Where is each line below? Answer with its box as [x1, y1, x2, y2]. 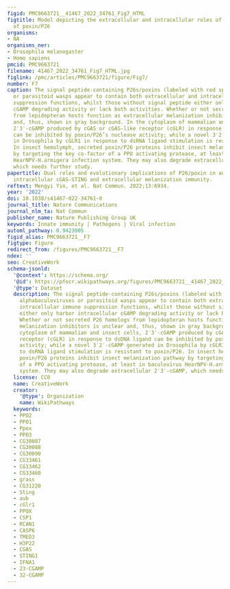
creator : [13, 386, 38, 393]
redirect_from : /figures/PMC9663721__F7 [7, 246, 125, 253]
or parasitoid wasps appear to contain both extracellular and [13, 93, 197, 100]
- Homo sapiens [7, 55, 51, 62]
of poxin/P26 [13, 23, 51, 30]
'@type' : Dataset [13, 284, 63, 292]
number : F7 [7, 80, 38, 87]
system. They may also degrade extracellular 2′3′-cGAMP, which [19, 367, 207, 374]
